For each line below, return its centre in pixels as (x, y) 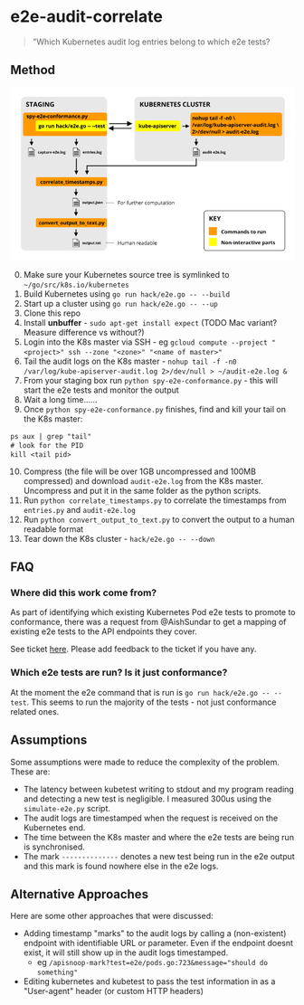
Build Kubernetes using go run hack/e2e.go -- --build (126, 294)
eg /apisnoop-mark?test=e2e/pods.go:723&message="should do (152, 962)
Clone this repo (52, 313)
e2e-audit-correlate (87, 17)
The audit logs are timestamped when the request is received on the (151, 818)
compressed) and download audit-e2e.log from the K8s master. (143, 480)
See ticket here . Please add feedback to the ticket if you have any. (133, 649)
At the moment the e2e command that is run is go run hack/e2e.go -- (140, 692)
